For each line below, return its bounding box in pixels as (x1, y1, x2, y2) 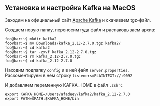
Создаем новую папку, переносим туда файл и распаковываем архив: (5, 27, 156, 33)
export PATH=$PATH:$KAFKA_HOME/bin (5, 96, 79, 101)
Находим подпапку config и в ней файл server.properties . (5, 67, 129, 73)
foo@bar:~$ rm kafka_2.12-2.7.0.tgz (5, 54, 81, 59)
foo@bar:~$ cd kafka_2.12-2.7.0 (5, 58, 72, 63)
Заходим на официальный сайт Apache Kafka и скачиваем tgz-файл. (5, 17, 151, 23)
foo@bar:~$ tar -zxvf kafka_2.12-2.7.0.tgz (5, 49, 97, 54)
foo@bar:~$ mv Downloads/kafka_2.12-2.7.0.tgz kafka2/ (5, 41, 121, 46)
